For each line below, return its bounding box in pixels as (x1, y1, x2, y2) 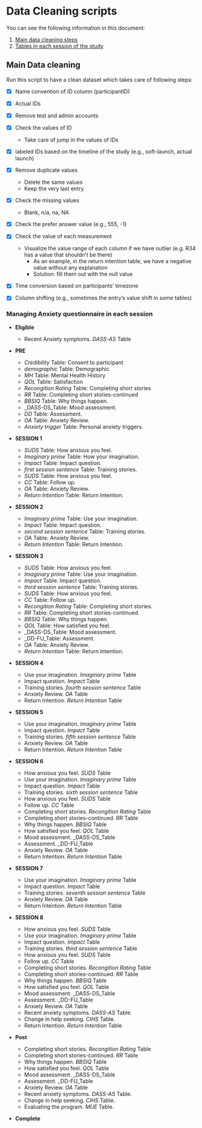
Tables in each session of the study (15, 42, 104, 50)
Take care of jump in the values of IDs (24, 136, 119, 143)
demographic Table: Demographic (24, 365, 110, 373)
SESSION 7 (15, 864, 44, 872)
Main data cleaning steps (15, 36, 78, 43)
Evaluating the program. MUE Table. (24, 1103, 114, 1110)
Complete (15, 1115, 41, 1122)
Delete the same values (24, 178, 83, 186)
